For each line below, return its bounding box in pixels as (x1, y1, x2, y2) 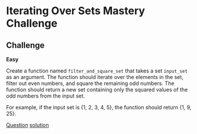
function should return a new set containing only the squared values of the (6, 86, 188, 93)
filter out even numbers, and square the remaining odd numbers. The (6, 80, 175, 87)
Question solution (6, 122, 49, 128)
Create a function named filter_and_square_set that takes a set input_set (6, 67, 188, 74)
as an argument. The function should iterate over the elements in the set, (6, 74, 183, 80)
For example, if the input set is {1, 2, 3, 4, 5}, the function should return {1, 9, (6, 104, 192, 110)
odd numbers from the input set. (6, 93, 85, 99)
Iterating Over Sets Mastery (6, 4, 146, 18)
